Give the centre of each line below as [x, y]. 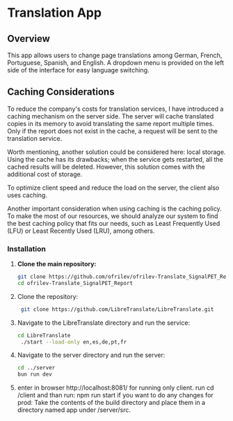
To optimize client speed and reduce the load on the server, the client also [113, 187]
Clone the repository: [48, 296]
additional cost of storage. [45, 174]
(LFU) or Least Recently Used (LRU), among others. [81, 231]
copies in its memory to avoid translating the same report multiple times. [111, 123]
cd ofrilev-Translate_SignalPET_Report [75, 283]
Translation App [55, 13]
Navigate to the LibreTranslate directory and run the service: [103, 323]
